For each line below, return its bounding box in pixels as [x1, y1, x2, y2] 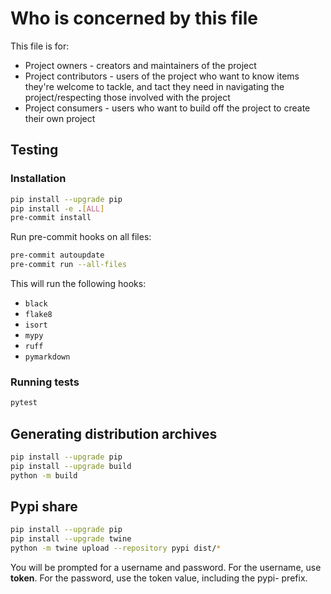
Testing [10, 142, 59, 159]
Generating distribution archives [10, 425, 218, 442]
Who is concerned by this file [10, 7, 258, 30]
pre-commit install [10, 213, 92, 223]
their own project [24, 112, 96, 124]
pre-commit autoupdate [10, 250, 105, 261]
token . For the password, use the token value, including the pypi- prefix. [10, 572, 308, 584]
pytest [10, 398, 38, 408]
